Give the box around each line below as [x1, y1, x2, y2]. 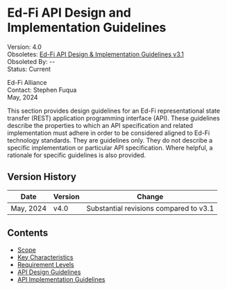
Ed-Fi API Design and [7, 5, 132, 21]
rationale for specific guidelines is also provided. [7, 151, 146, 159]
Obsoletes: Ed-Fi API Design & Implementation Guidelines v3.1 [7, 50, 184, 58]
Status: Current [7, 65, 51, 73]
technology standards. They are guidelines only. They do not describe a [7, 136, 213, 144]
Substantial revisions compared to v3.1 [86, 203, 214, 213]
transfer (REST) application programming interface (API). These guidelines [7, 113, 220, 122]
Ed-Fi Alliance [7, 78, 47, 86]
